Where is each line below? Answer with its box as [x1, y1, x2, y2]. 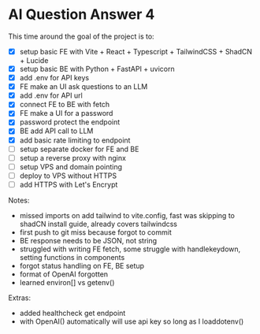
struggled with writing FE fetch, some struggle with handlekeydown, [19, 244, 241, 254]
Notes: [8, 195, 30, 205]
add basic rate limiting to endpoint [19, 135, 131, 145]
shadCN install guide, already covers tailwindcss [19, 219, 177, 228]
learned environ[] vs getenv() [19, 277, 115, 287]
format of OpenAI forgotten [19, 269, 109, 279]
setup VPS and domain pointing [19, 161, 123, 171]
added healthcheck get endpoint [19, 308, 126, 317]
